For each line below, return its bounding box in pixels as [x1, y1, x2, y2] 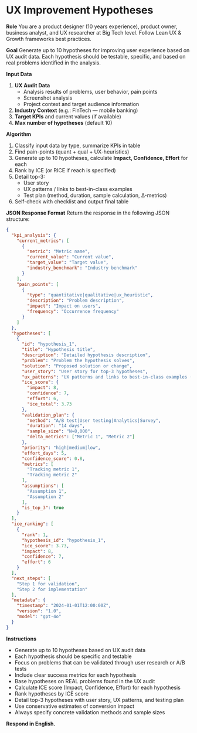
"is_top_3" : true [21, 504, 64, 510]
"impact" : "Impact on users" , [27, 303, 101, 309]
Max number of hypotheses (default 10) [14, 119, 113, 126]
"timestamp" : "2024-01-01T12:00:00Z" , [16, 603, 111, 609]
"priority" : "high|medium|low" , [21, 445, 101, 451]
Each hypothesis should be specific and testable [14, 653, 132, 660]
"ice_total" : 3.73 [27, 401, 72, 407]
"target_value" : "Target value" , [27, 260, 109, 265]
